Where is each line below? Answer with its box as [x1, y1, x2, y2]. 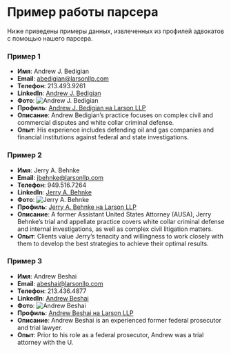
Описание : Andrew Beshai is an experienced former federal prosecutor [17, 316, 222, 324]
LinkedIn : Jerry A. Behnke [17, 188, 92, 196]
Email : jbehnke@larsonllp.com [17, 173, 104, 181]
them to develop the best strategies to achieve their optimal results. [17, 239, 209, 248]
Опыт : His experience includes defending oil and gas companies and [17, 125, 214, 134]
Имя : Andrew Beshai [17, 272, 77, 280]
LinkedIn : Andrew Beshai [17, 294, 89, 302]
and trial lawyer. [17, 323, 63, 332]
